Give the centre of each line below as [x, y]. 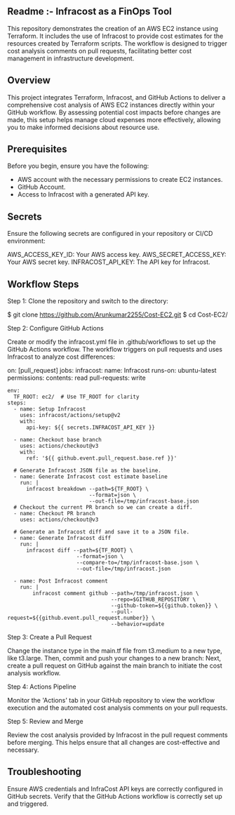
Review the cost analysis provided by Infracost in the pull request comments [117, 735]
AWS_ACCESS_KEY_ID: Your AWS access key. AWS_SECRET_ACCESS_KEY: [117, 255]
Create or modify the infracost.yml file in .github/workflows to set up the [112, 342]
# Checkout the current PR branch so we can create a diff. [103, 508]
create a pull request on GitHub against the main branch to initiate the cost [115, 665]
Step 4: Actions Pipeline [42, 687]
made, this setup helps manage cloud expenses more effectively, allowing [114, 119]
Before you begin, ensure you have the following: [78, 166]
